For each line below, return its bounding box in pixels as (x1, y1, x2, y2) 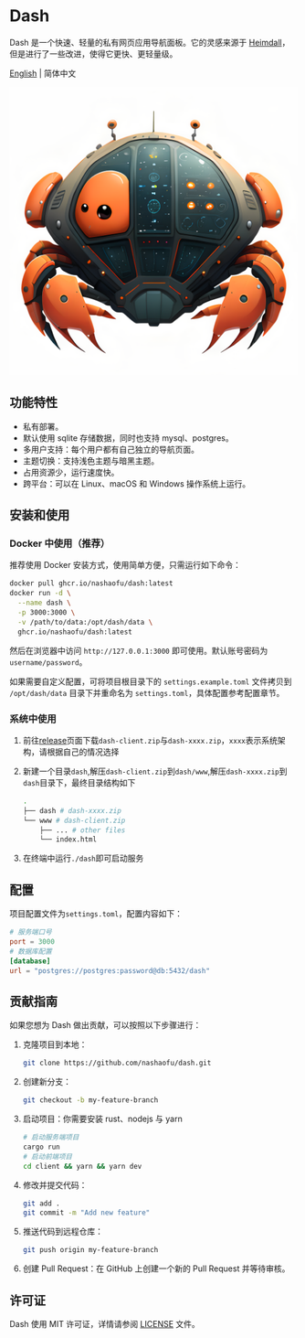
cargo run (22, 1142, 61, 1151)
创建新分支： (22, 1076, 71, 1087)
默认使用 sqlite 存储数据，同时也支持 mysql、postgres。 (22, 432, 235, 444)
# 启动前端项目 (22, 1151, 73, 1161)
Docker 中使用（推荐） (9, 537, 110, 550)
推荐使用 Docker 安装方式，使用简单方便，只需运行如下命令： (9, 560, 242, 571)
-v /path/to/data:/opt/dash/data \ (17, 617, 153, 626)
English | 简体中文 (9, 68, 77, 79)
